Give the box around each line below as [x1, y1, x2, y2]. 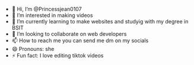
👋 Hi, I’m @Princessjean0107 [11, 6, 82, 12]
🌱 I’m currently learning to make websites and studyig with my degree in [11, 18, 189, 25]
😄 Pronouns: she [11, 46, 55, 52]
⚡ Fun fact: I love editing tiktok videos [11, 52, 104, 59]
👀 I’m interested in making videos [11, 12, 93, 19]
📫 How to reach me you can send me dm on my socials [11, 37, 149, 44]
